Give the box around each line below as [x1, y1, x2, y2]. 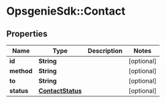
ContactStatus [38, 87, 82, 95]
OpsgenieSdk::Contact [6, 4, 126, 18]
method [9, 67, 32, 75]
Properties [6, 29, 48, 39]
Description [88, 47, 123, 55]
